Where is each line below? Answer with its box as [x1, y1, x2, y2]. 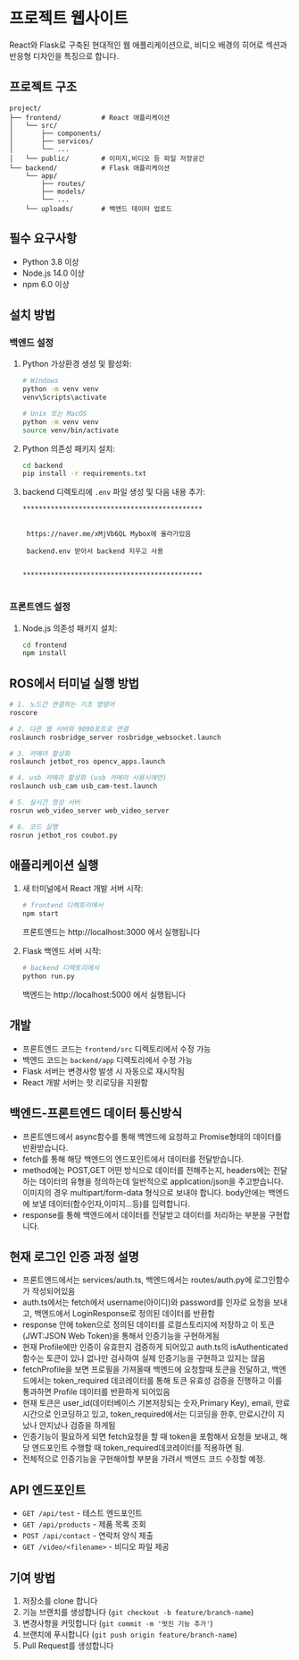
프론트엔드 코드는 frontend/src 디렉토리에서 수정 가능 [21, 1043, 212, 1054]
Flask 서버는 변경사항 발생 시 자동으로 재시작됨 [21, 1066, 185, 1077]
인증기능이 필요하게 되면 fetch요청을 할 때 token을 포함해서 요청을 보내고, [21, 1431, 278, 1442]
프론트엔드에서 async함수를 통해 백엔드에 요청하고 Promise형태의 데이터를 [21, 1131, 283, 1142]
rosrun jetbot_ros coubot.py [9, 830, 118, 839]
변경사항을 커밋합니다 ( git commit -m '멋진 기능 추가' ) [21, 1617, 214, 1629]
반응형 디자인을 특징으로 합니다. [9, 50, 120, 61]
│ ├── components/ [9, 129, 102, 138]
